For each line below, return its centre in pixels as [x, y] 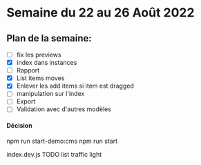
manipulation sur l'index [50, 94]
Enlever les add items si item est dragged [75, 86]
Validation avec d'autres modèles [64, 109]
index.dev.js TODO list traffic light [54, 154]
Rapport [28, 70]
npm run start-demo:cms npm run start [62, 141]
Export [26, 101]
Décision [19, 126]
